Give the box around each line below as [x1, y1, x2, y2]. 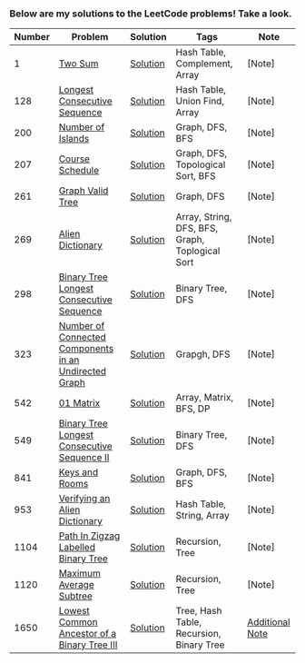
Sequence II [58, 451, 110, 464]
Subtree [58, 589, 93, 602]
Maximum [58, 567, 102, 579]
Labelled [58, 541, 95, 554]
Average [58, 579, 94, 591]
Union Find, [175, 94, 225, 107]
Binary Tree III [58, 638, 118, 651]
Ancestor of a [58, 628, 117, 640]
